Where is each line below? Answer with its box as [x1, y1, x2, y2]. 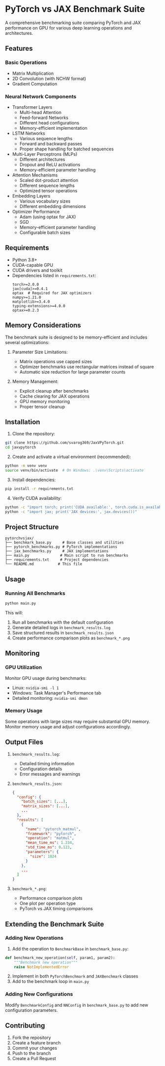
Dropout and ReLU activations [19, 161, 81, 168]
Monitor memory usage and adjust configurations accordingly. [5, 723, 132, 729]
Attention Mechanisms [12, 172, 58, 178]
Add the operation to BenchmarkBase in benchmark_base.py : [12, 946, 129, 951]
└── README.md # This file [5, 562, 82, 567]
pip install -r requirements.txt [5, 486, 74, 491]
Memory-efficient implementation [19, 125, 87, 131]
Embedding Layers [12, 193, 51, 199]
